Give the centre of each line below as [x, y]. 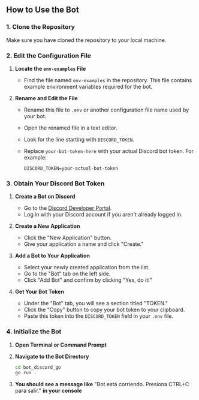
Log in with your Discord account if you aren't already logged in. [103, 215]
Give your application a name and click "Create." [84, 244]
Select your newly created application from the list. [87, 267]
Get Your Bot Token [40, 292]
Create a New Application [47, 226]
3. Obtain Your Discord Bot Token [55, 184]
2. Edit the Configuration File [49, 55]
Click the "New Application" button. [68, 238]
